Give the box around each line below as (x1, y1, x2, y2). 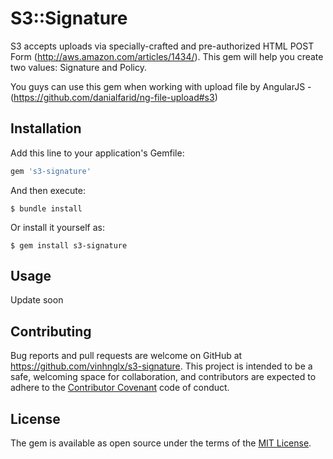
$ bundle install (10, 203, 83, 214)
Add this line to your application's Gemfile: (10, 147, 185, 159)
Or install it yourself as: (10, 221, 105, 233)
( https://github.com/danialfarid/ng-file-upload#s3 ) (10, 91, 218, 103)
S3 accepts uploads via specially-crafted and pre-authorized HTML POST (10, 40, 315, 52)
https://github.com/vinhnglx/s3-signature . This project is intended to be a (10, 360, 313, 372)
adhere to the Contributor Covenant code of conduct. (10, 382, 230, 394)
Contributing (10, 323, 92, 340)
